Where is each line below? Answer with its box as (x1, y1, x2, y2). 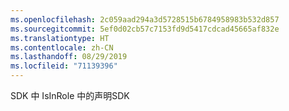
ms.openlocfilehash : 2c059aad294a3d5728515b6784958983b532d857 (10, 14, 280, 25)
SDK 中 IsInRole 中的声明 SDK (10, 90, 130, 101)
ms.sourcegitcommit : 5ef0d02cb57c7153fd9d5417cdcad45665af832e (10, 24, 280, 34)
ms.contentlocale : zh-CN (10, 42, 114, 53)
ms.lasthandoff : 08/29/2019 (10, 52, 128, 62)
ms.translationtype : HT (10, 33, 110, 43)
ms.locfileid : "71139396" (10, 61, 118, 71)
